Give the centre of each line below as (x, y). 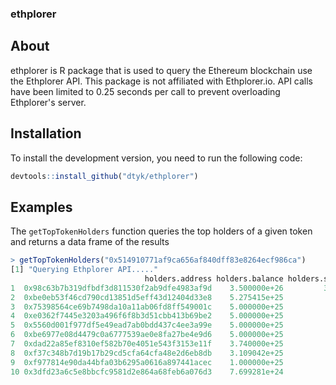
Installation (46, 133)
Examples (41, 207)
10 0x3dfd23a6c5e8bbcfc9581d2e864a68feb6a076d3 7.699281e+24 (147, 372)
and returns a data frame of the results (90, 242)
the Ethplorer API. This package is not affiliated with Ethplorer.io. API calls (162, 81)
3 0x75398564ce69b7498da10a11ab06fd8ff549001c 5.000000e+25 (147, 307)
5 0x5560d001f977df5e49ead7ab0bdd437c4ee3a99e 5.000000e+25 (147, 325)
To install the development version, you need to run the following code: (156, 158)
